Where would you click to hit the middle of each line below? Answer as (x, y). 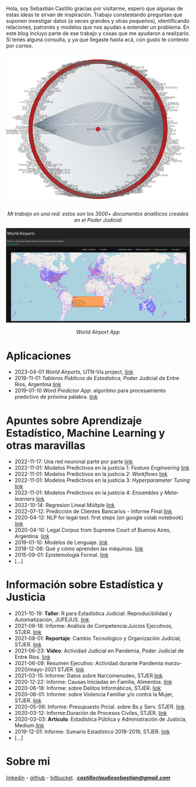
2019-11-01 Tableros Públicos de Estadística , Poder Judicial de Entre (97, 378)
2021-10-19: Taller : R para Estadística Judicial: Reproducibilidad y (93, 614)
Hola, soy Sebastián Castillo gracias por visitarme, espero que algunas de (94, 8)
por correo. (20, 46)
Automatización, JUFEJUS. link (52, 620)
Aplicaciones (38, 356)
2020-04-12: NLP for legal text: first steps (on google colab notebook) (99, 518)
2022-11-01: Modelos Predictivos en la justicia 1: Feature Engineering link (102, 468)
